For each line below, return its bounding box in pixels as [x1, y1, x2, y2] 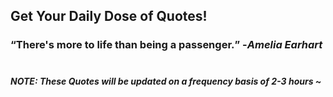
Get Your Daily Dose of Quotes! [10, 8, 208, 25]
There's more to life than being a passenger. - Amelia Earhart [15, 38, 323, 52]
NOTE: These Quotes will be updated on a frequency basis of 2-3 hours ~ [10, 75, 322, 87]
